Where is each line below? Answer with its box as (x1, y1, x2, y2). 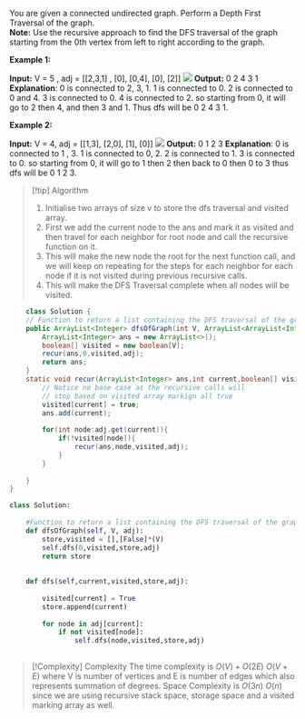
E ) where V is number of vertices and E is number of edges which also (31, 671, 295, 681)
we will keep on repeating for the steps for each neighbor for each (44, 261, 293, 271)
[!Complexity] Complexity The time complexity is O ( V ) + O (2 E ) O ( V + (31, 661, 289, 672)
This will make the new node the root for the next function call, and (44, 251, 296, 262)
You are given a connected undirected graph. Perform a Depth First (9, 8, 261, 18)
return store (42, 552, 92, 561)
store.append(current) (42, 602, 128, 612)
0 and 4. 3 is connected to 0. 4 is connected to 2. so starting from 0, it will (9, 93, 286, 103)
